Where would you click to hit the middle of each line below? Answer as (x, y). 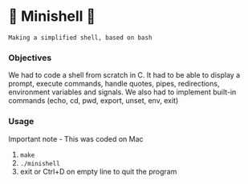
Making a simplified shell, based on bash (80, 38)
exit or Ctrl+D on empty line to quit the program (98, 171)
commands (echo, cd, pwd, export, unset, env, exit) (94, 101)
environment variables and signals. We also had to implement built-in (122, 92)
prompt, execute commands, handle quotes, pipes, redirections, (114, 84)
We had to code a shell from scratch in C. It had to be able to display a (124, 75)
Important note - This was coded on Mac (76, 138)
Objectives (30, 58)
